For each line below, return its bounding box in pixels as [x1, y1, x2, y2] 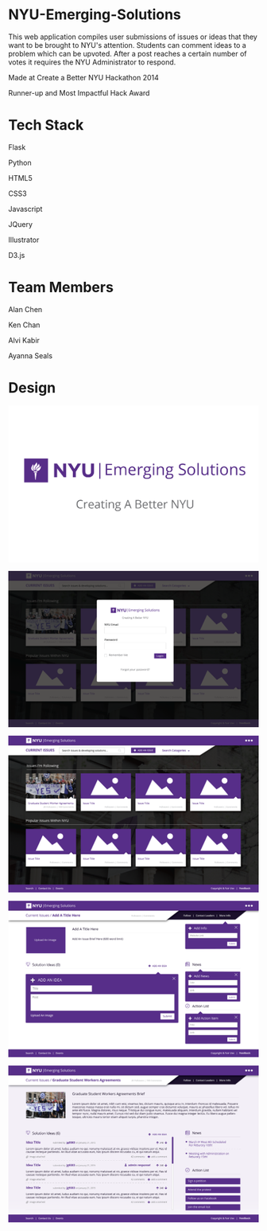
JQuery [8, 219, 33, 229]
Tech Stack [8, 116, 84, 135]
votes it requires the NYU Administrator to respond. [8, 57, 176, 67]
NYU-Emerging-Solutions [8, 6, 181, 24]
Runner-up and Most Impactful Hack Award [8, 88, 150, 97]
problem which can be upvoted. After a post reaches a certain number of [8, 49, 247, 58]
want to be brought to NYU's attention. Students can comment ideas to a [8, 40, 246, 49]
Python [8, 158, 32, 167]
